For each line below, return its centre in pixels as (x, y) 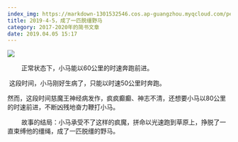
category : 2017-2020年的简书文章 (53, 27)
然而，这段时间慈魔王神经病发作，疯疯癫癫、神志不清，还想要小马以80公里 (117, 98)
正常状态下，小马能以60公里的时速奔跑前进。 (87, 68)
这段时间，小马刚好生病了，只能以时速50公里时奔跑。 (87, 83)
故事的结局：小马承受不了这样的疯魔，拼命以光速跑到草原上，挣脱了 (120, 122)
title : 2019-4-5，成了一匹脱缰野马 (55, 21)
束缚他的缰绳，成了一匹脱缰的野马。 (66, 131)
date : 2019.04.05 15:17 (42, 34)
